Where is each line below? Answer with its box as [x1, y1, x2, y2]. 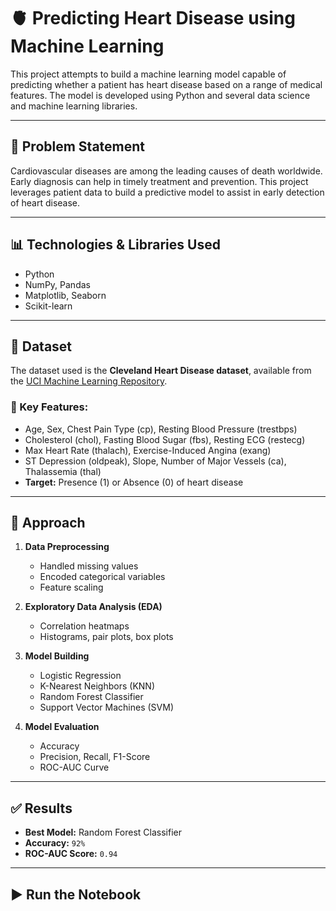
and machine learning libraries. [10, 100, 138, 112]
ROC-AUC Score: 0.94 [24, 848, 118, 860]
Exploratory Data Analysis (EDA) [24, 601, 163, 613]
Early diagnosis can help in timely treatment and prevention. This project [10, 175, 309, 187]
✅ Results [10, 800, 73, 817]
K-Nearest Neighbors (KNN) [39, 680, 155, 692]
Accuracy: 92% [24, 837, 86, 849]
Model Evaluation [24, 721, 100, 733]
